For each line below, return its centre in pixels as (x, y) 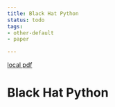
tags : (15, 26)
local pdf (20, 65)
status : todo (26, 20)
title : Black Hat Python (43, 13)
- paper (18, 39)
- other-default (30, 33)
